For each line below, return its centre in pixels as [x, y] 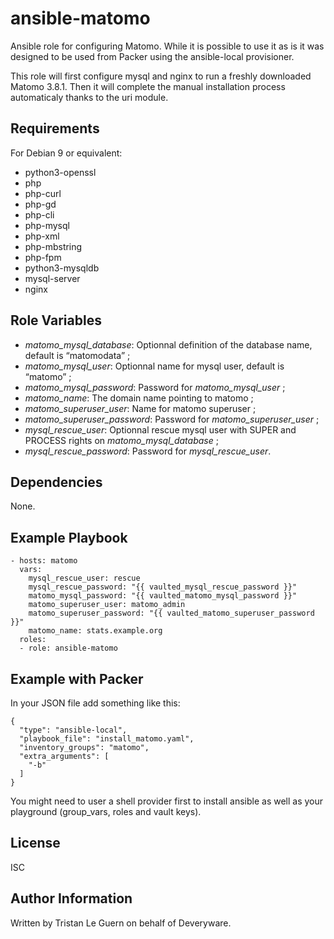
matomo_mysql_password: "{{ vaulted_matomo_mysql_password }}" [163, 596]
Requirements [55, 128]
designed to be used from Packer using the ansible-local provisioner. [152, 56]
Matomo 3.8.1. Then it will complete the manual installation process [148, 86]
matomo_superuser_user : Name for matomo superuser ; [140, 408]
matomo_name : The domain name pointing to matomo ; [139, 398]
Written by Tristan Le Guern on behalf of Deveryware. [121, 923]
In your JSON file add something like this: [95, 703]
